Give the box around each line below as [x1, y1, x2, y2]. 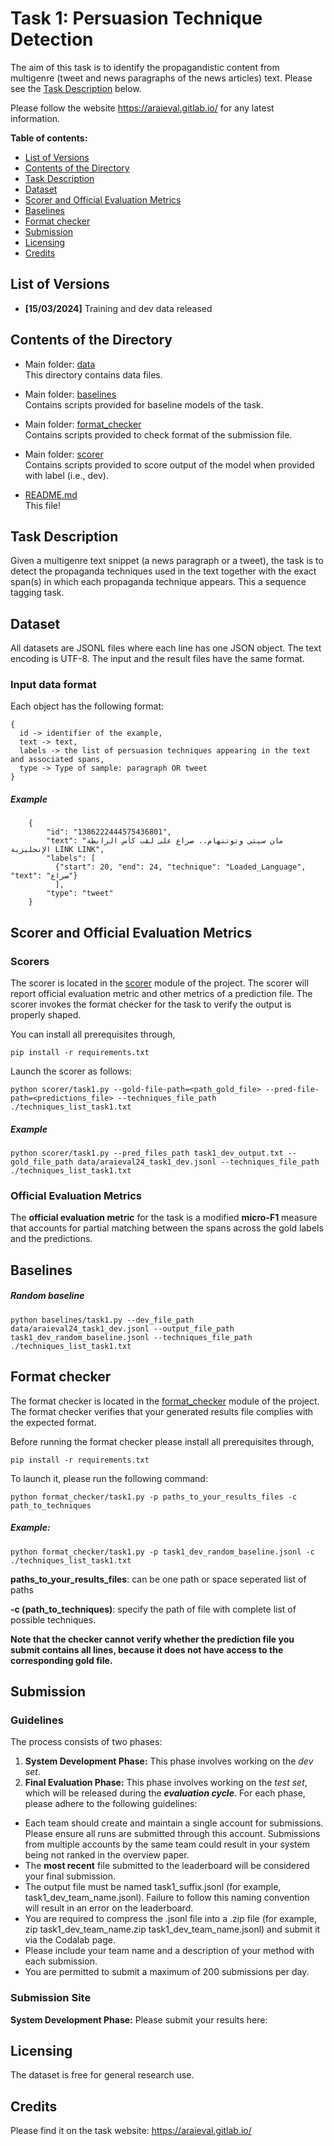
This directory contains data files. [24, 368, 163, 381]
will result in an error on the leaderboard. [24, 1902, 194, 1914]
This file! [24, 499, 61, 511]
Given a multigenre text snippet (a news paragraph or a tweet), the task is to [10, 555, 324, 567]
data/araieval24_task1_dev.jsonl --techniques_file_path [77, 1157, 320, 1167]
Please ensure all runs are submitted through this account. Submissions [24, 1828, 321, 1840]
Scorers [10, 954, 50, 968]
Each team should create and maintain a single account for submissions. [24, 1817, 324, 1829]
